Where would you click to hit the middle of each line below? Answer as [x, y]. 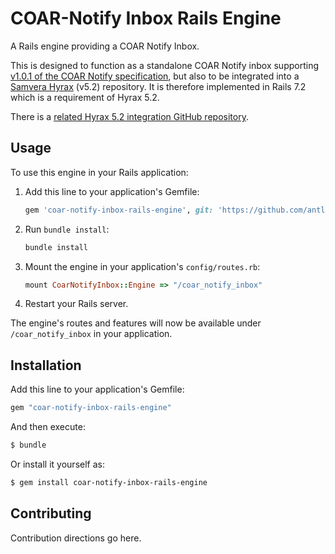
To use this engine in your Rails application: [99, 172]
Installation [46, 365]
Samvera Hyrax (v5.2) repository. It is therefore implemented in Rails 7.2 [158, 86]
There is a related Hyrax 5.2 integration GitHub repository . [129, 116]
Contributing [51, 513]
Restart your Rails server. [76, 304]
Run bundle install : [67, 229]
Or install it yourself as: [57, 464]
